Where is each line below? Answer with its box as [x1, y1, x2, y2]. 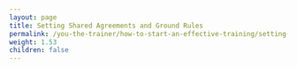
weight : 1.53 [9, 37, 57, 47]
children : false [9, 46, 69, 55]
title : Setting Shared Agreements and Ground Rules [9, 21, 203, 30]
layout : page [9, 12, 57, 22]
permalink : [9, 29, 49, 38]
